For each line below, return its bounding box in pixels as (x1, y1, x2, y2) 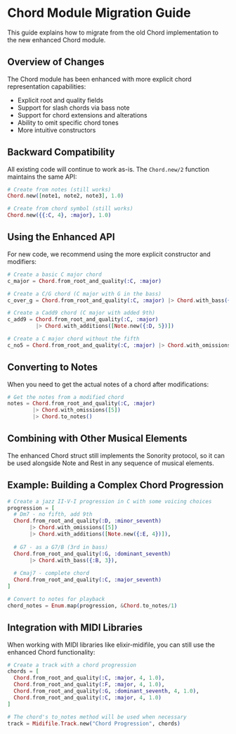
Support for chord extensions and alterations (17, 110, 147, 119)
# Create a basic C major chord (7, 271, 102, 278)
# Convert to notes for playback (7, 595, 105, 602)
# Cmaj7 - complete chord (13, 570, 90, 577)
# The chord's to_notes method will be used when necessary (7, 713, 188, 721)
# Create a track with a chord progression (7, 662, 137, 669)
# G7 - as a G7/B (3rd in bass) (13, 543, 109, 550)
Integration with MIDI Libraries (7, 621, 143, 634)
